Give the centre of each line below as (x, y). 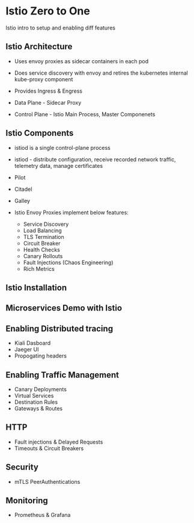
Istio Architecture (39, 47)
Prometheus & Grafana (42, 515)
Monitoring (27, 500)
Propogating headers (41, 356)
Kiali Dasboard (32, 343)
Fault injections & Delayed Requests (59, 442)
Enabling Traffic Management (62, 375)
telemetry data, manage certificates (59, 166)
